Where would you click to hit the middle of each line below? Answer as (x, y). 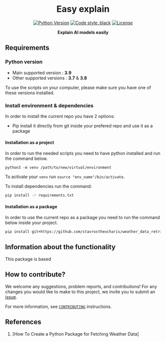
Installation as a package (31, 206)
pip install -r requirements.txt (40, 195)
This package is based (28, 259)
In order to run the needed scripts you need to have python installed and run (83, 153)
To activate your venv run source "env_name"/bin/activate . (65, 177)
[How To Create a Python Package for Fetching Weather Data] (76, 334)
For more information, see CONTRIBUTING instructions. (59, 306)
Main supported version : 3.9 (42, 73)
